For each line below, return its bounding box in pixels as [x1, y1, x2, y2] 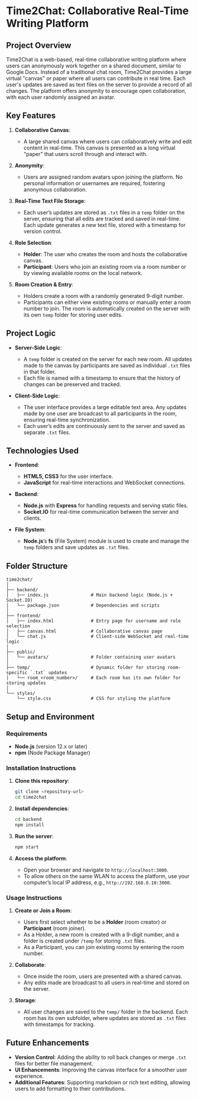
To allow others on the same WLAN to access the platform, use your [23, 872, 190, 879]
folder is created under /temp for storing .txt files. [23, 937, 146, 944]
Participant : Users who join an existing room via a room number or [23, 263, 186, 270]
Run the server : [14, 833, 54, 840]
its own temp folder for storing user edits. [23, 311, 123, 318]
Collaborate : [14, 961, 46, 968]
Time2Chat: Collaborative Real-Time [6, 4, 189, 18]
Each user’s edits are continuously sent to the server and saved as [23, 422, 185, 429]
